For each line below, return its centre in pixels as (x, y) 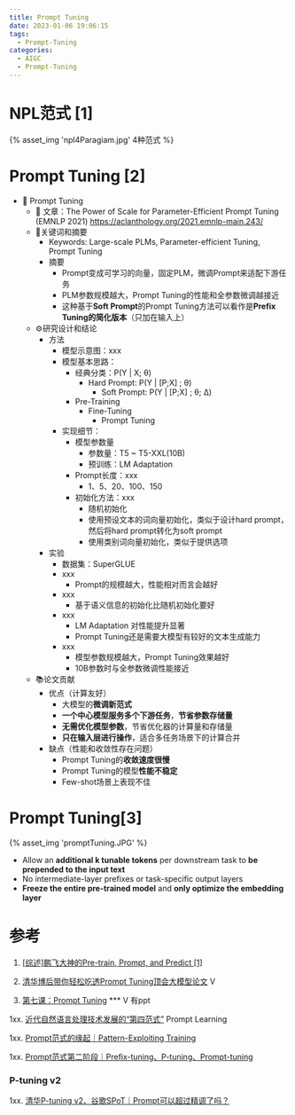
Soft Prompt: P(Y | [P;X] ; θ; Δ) (157, 392)
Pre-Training (97, 401)
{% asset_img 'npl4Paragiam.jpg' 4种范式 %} (92, 139)
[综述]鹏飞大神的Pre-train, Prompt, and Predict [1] (112, 962)
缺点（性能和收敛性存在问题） (103, 748)
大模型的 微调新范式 (97, 704)
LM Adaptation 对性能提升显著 (130, 625)
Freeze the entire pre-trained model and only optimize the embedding (153, 888)
